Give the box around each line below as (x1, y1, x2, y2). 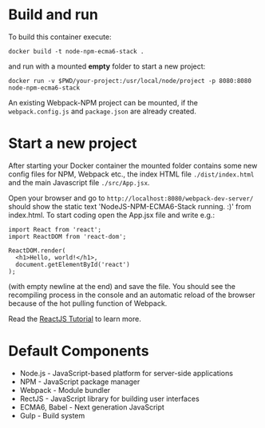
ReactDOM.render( (8, 246, 66, 255)
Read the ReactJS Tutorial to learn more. (8, 314, 141, 323)
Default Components (8, 342, 149, 360)
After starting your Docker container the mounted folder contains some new (8, 160, 258, 170)
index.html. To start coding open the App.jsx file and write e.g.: (8, 210, 216, 220)
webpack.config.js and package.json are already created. (8, 106, 197, 116)
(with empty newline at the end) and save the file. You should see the (8, 281, 235, 291)
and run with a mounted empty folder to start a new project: (8, 61, 206, 71)
